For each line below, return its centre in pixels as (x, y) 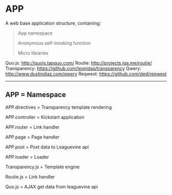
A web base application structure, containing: (53, 23)
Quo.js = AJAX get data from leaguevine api (52, 187)
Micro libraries (33, 53)
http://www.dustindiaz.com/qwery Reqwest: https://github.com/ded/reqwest (86, 74)
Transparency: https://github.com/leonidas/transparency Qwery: (73, 68)
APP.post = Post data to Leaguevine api (47, 147)
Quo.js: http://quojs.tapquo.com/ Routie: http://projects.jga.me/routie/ (79, 63)
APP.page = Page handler (33, 137)
